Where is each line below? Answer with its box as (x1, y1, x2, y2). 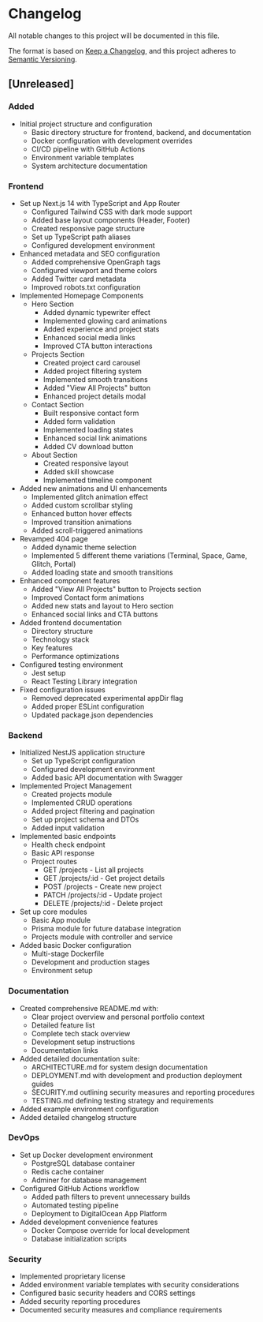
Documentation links (31, 1045, 98, 1054)
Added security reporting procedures (19, 1297, 141, 1306)
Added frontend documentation (19, 617, 122, 627)
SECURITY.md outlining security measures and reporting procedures (31, 1087, 255, 1097)
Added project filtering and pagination (31, 807, 155, 816)
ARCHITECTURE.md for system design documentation (31, 1062, 209, 1072)
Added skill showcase (43, 466, 114, 476)
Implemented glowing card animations (43, 316, 168, 325)
